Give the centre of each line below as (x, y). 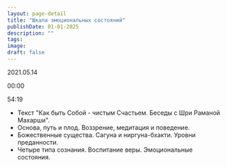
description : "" (31, 33)
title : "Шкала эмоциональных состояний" (67, 20)
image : (17, 46)
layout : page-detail (37, 14)
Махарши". (33, 120)
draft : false (26, 53)
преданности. (38, 142)
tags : (15, 40)
